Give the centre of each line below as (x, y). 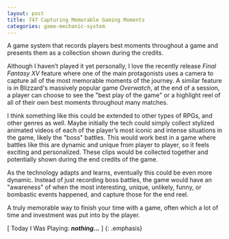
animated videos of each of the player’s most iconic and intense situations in (115, 130)
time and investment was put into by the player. (73, 215)
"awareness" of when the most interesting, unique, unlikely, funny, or (104, 187)
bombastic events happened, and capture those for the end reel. (98, 194)
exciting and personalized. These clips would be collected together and (108, 152)
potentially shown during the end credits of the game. (83, 160)
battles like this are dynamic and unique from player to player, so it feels (108, 145)
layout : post (26, 13)
